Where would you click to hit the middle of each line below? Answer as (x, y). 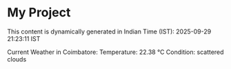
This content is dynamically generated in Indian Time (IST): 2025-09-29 (109, 31)
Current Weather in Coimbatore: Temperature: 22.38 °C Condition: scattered (115, 52)
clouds (17, 59)
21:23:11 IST (24, 38)
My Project (39, 13)
